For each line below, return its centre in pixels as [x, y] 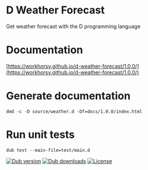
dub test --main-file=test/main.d [48, 150]
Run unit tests [40, 134]
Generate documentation [68, 96]
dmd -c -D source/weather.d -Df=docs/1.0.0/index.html [74, 112]
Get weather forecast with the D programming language [73, 26]
